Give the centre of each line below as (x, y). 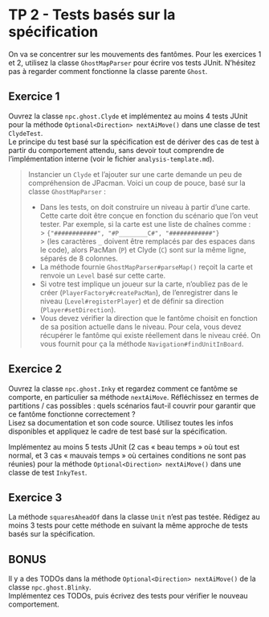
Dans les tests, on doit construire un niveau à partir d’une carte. (145, 207)
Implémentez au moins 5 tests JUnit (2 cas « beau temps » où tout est (124, 446)
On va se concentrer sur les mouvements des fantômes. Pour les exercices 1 (135, 54)
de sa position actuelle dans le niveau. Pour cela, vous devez (141, 327)
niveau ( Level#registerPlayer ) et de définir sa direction (132, 301)
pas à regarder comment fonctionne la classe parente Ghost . (108, 71)
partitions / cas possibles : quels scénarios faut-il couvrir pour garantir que (132, 405)
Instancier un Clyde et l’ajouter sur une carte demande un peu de (135, 174)
